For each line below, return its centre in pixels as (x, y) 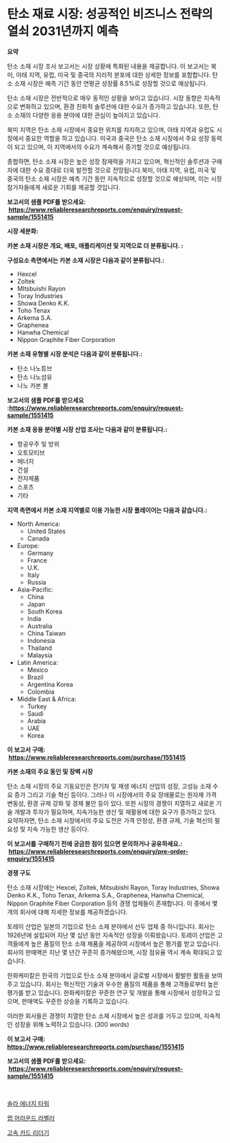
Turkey (37, 706)
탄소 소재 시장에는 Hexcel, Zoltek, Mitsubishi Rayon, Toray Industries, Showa (113, 887)
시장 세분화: (23, 231)
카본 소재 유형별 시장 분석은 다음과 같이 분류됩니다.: (75, 354)
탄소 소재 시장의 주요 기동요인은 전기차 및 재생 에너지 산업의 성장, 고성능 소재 (109, 786)
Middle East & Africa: (47, 699)
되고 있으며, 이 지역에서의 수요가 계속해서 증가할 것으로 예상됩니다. (103, 147)
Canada (38, 538)
